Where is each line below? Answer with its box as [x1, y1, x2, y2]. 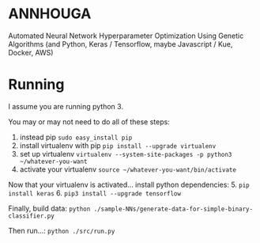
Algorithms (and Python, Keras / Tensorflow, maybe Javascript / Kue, [8, 39, 233, 48]
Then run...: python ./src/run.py [8, 226, 115, 235]
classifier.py [8, 211, 55, 220]
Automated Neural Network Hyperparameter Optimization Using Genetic [8, 31, 244, 40]
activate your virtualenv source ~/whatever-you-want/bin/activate [19, 164, 237, 174]
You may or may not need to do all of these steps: [8, 116, 170, 127]
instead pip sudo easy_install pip [19, 132, 133, 142]
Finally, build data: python [8, 203, 91, 213]
